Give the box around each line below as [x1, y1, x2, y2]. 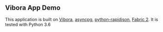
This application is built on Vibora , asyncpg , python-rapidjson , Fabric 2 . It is [5, 16, 159, 22]
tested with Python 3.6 [5, 21, 51, 27]
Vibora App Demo [5, 4, 60, 12]
